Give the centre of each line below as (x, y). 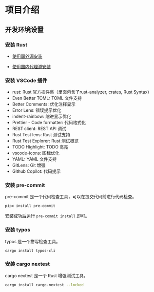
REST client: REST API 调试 (39, 129)
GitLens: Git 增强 (29, 165)
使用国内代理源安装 (31, 66)
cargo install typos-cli (30, 250)
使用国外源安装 (27, 56)
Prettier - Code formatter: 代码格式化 (49, 123)
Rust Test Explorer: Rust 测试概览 (45, 141)
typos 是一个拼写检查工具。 (33, 241)
